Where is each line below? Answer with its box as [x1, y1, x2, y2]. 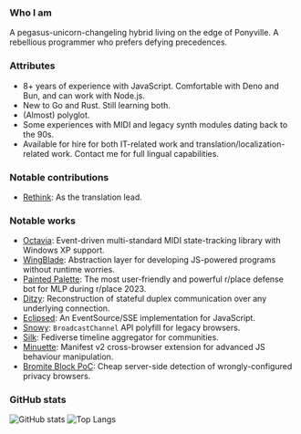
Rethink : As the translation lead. [22, 191, 143, 202]
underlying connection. [22, 303, 110, 314]
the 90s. [22, 129, 55, 139]
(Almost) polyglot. [22, 109, 90, 120]
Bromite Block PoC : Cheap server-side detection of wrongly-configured [22, 361, 293, 372]
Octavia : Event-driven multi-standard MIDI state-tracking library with [22, 235, 281, 246]
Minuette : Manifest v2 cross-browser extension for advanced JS [22, 342, 266, 353]
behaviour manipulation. [22, 351, 114, 362]
